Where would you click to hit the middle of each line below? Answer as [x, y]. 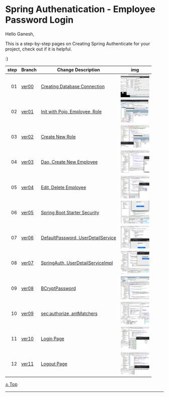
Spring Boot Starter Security [70, 212]
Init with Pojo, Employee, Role [71, 111]
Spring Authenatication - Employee [80, 9]
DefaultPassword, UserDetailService [79, 238]
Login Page [53, 339]
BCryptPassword [59, 288]
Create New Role [58, 137]
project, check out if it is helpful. [38, 49]
